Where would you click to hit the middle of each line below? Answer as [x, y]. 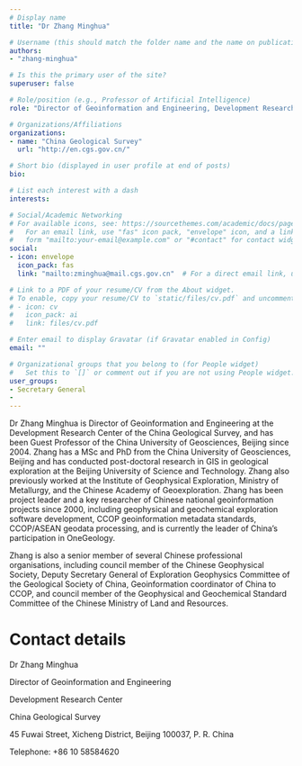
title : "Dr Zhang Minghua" [60, 26]
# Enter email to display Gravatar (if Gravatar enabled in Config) [140, 340]
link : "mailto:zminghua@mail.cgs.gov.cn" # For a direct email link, [152, 274]
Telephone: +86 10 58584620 [64, 752]
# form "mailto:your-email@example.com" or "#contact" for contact [142, 240]
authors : [26, 50]
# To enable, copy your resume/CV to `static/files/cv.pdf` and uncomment [152, 298]
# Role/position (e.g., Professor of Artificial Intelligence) [130, 100]
